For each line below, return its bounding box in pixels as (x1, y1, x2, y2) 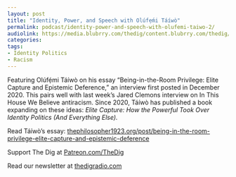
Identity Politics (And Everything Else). (7, 113, 118, 121)
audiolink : (7, 30, 39, 37)
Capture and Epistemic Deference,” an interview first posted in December (7, 83, 220, 92)
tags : (7, 43, 23, 50)
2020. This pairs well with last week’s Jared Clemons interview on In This (7, 90, 219, 99)
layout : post (7, 10, 46, 18)
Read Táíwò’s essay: (7, 126, 66, 135)
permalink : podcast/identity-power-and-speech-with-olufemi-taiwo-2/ (7, 23, 216, 30)
